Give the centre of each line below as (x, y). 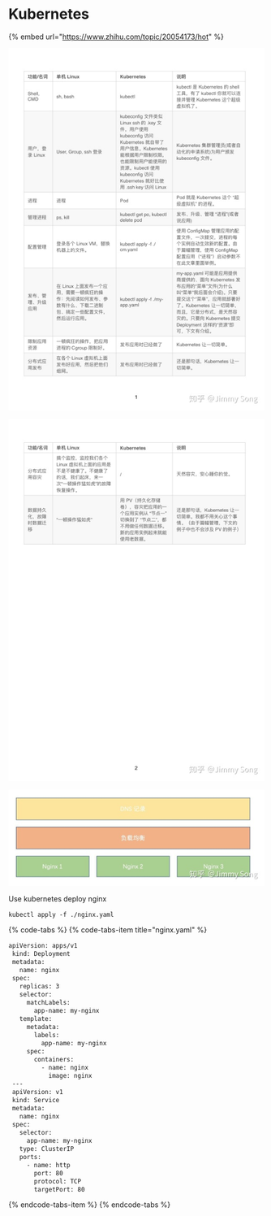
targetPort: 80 (59, 1190)
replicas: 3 (39, 987)
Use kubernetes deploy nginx (58, 899)
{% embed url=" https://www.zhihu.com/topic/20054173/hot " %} (116, 37)
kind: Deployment (41, 954)
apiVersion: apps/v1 (43, 946)
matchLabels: (48, 1003)
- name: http (48, 1166)
